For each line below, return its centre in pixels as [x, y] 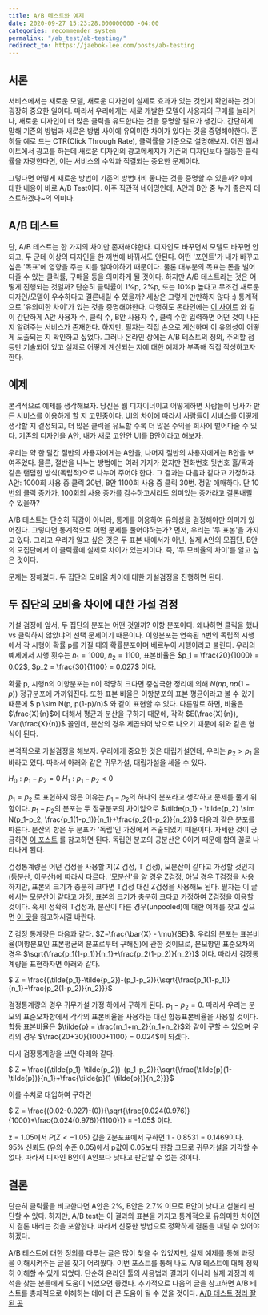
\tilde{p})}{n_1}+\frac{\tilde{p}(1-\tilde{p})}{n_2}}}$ [91, 1078]
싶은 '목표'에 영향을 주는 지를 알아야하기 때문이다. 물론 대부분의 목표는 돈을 [124, 266]
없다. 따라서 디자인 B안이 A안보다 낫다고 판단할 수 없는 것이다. [105, 1157]
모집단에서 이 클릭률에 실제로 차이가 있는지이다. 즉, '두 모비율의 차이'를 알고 [134, 549]
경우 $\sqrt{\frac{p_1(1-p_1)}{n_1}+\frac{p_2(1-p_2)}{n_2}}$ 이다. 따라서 [123, 954]
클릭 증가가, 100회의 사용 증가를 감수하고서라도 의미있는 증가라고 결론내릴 [138, 492]
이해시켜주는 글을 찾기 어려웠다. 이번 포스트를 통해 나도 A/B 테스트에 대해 [130, 1263]
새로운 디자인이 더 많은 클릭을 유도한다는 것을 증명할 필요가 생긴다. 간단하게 [136, 120]
